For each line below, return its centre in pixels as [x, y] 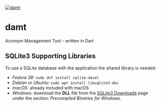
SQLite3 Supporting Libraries [50, 56]
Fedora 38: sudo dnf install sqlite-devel [56, 77]
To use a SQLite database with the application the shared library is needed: [81, 68]
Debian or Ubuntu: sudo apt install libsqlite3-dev [65, 83]
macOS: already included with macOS [50, 87]
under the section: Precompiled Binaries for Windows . [67, 98]
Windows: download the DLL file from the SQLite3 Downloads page [80, 93]
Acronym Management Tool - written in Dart [49, 41]
